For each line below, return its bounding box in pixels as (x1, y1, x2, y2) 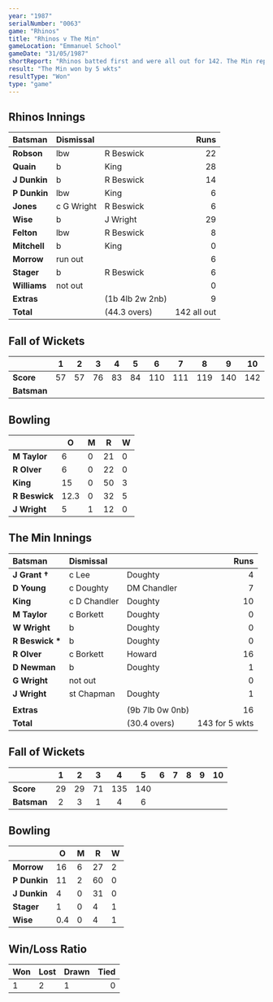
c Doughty (68, 582, 110, 594)
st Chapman (68, 688, 115, 699)
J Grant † (12, 569, 49, 580)
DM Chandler (127, 582, 177, 594)
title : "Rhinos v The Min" (8, 34, 100, 43)
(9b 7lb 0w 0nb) (127, 704, 189, 716)
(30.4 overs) (127, 717, 175, 729)
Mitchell (12, 241, 45, 252)
